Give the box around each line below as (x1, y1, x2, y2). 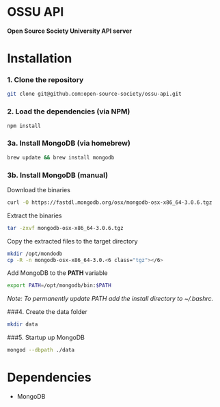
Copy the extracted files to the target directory (7, 237, 138, 245)
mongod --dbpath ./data (7, 347, 75, 354)
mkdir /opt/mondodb (7, 250, 63, 257)
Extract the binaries (7, 211, 62, 220)
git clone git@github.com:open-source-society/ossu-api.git (7, 90, 182, 98)
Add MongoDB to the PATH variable (7, 269, 108, 277)
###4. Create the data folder (7, 308, 87, 316)
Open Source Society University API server (7, 27, 132, 35)
